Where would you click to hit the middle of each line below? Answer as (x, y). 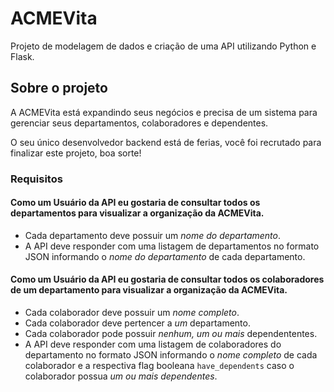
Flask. (22, 56)
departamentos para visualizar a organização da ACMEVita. (137, 213)
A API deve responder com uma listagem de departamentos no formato (172, 246)
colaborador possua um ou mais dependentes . (121, 376)
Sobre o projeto (59, 88)
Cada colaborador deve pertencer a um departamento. (137, 323)
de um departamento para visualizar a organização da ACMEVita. (149, 290)
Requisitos (36, 179)
